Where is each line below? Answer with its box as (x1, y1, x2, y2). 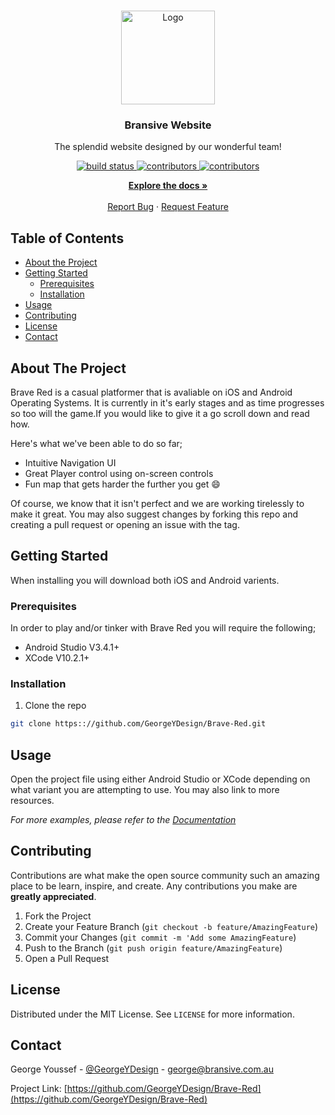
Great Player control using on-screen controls (24, 467, 214, 479)
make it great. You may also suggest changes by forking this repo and (10, 508, 298, 520)
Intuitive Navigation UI (24, 456, 117, 469)
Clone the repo (24, 700, 87, 712)
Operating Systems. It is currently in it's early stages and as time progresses (10, 396, 325, 409)
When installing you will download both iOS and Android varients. (10, 574, 280, 586)
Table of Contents (10, 230, 125, 247)
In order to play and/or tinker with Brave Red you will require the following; (10, 622, 317, 634)
